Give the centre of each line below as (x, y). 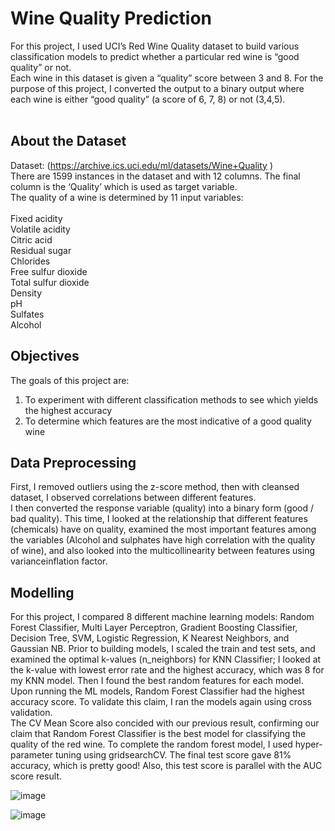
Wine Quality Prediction (111, 18)
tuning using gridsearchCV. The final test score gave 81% (173, 755)
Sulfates (27, 314)
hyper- (308, 744)
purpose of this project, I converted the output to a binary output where (157, 88)
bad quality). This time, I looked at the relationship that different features (159, 519)
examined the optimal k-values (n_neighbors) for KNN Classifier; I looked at (166, 659)
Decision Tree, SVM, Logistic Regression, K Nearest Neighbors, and (150, 638)
